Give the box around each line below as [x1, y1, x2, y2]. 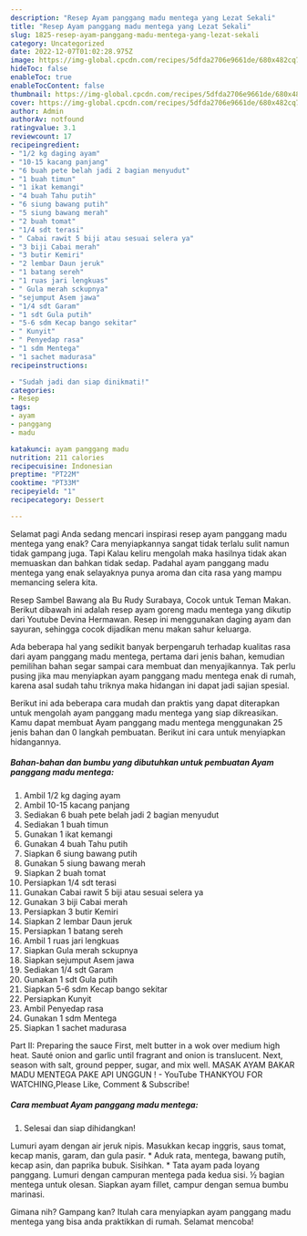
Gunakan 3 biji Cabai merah [23, 896, 128, 907]
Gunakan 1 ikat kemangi [23, 829, 113, 839]
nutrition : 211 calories [10, 453, 105, 462]
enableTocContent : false [10, 81, 105, 90]
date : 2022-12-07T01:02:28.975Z [10, 47, 133, 57]
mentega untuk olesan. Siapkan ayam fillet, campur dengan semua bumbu [10, 1179, 290, 1190]
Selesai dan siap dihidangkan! [23, 1122, 136, 1133]
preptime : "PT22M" [10, 470, 80, 479]
